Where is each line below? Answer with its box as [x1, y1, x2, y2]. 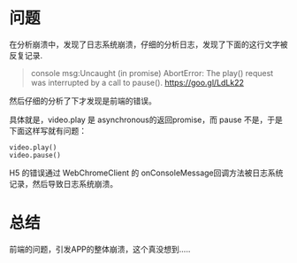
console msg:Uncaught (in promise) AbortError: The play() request [30, 67, 274, 78]
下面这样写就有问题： [9, 125, 87, 135]
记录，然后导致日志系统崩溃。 [9, 178, 118, 189]
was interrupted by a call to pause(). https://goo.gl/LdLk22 [30, 77, 245, 88]
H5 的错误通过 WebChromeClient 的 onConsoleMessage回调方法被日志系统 [9, 167, 284, 178]
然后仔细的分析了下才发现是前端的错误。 [9, 95, 156, 106]
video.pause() [9, 151, 62, 159]
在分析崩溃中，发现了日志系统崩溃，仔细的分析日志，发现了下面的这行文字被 [9, 39, 288, 50]
